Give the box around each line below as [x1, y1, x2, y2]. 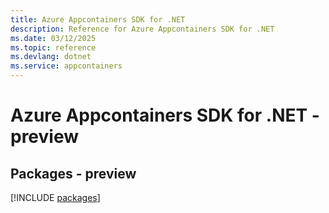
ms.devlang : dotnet [10, 52, 92, 62]
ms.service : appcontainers [10, 61, 123, 71]
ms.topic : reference [10, 42, 97, 53]
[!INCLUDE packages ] [10, 192, 101, 203]
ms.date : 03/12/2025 [10, 33, 97, 43]
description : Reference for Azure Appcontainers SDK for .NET [10, 24, 275, 34]
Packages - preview [10, 165, 137, 182]
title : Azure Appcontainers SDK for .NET [10, 14, 186, 25]
